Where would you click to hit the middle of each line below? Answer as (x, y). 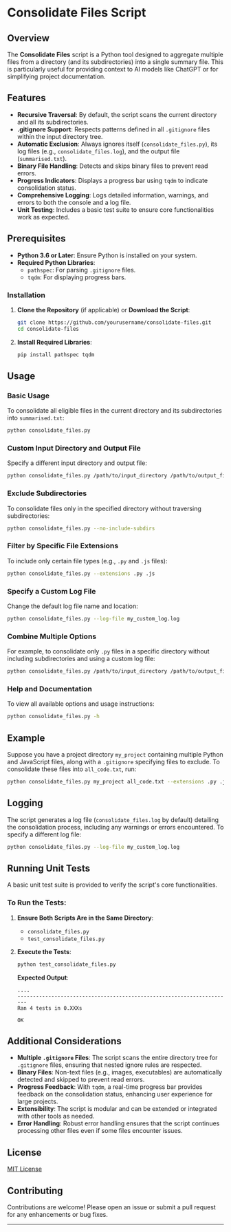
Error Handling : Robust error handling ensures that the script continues (118, 1123)
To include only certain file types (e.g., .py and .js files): (87, 561)
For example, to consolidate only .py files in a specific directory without (108, 651)
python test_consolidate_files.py (66, 964)
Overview (29, 38)
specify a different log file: (44, 834)
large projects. (37, 1101)
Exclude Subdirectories (47, 493)
